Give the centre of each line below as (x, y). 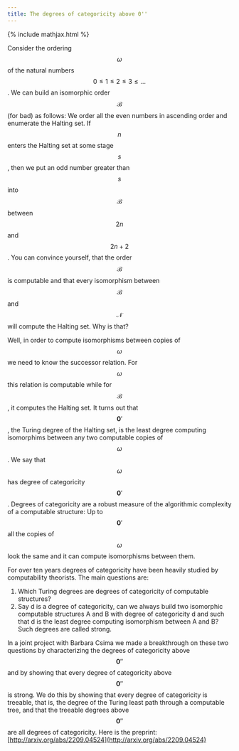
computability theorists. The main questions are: (78, 577)
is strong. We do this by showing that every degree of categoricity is (107, 695)
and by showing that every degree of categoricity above (90, 672)
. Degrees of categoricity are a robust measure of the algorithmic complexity (119, 504)
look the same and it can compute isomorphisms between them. (101, 556)
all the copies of (31, 533)
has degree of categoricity (46, 481)
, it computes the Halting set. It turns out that (73, 408)
